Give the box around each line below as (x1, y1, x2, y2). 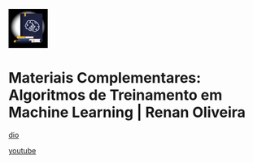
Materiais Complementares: (8, 69, 202, 88)
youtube (8, 145, 37, 155)
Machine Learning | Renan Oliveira (8, 103, 246, 122)
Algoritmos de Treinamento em (8, 86, 223, 105)
